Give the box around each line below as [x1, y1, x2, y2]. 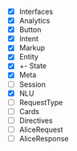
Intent [18, 34, 39, 43]
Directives [18, 116, 53, 125]
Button [18, 25, 42, 35]
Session [18, 80, 46, 89]
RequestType [18, 97, 63, 107]
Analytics [18, 16, 51, 26]
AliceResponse [18, 133, 69, 143]
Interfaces [18, 7, 54, 16]
